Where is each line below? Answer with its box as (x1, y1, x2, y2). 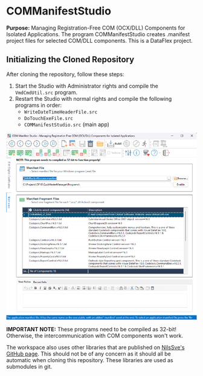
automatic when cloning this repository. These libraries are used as (6, 357, 173, 364)
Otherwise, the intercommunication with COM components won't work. (6, 332, 183, 339)
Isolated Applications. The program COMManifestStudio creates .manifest (6, 30, 190, 37)
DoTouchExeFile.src (24, 115, 74, 121)
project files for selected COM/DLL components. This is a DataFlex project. (6, 37, 193, 44)
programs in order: (14, 101, 62, 109)
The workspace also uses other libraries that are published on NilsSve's (6, 344, 185, 351)
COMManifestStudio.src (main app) (24, 121, 110, 128)
